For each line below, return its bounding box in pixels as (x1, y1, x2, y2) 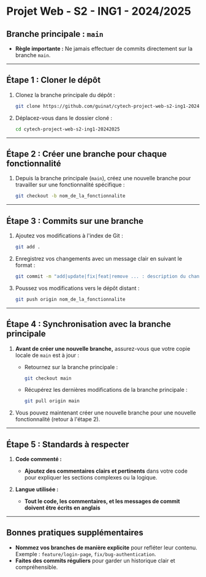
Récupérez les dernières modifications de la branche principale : (24, 386, 188, 394)
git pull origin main (24, 398, 80, 404)
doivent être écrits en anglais (24, 504, 101, 511)
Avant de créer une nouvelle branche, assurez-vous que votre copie (15, 345, 191, 352)
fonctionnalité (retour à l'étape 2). (15, 416, 101, 423)
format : (15, 261, 36, 269)
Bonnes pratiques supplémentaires (6, 527, 144, 538)
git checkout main (24, 375, 72, 381)
